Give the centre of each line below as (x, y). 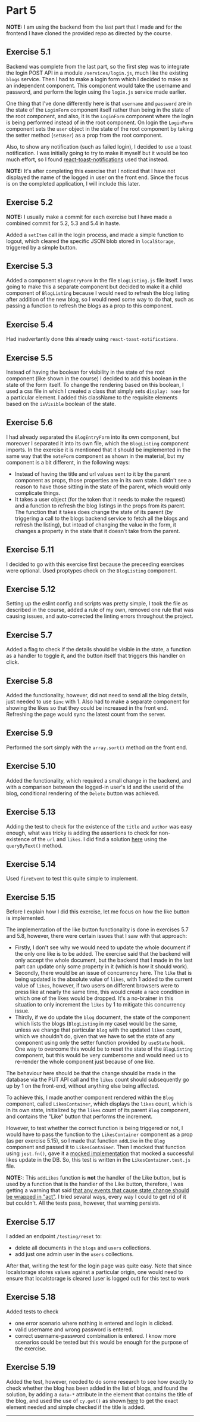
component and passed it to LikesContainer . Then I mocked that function (96, 1147)
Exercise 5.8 (30, 681)
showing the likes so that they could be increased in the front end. (87, 708)
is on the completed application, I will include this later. (73, 183)
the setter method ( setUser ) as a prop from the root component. (84, 135)
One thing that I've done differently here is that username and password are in (99, 103)
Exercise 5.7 (29, 635)
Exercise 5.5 (29, 358)
